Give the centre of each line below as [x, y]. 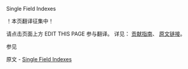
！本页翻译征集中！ [30, 21]
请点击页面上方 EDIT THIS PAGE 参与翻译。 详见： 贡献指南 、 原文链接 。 [96, 34]
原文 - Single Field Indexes [39, 59]
